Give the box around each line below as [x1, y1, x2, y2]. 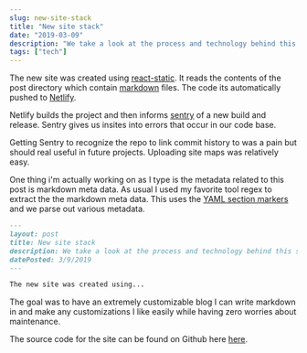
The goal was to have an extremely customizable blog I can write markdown [9, 296, 296, 307]
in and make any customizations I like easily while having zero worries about [9, 306, 297, 317]
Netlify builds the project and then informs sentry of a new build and [9, 110, 267, 121]
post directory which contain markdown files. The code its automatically [9, 82, 281, 93]
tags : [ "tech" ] [9, 48, 68, 57]
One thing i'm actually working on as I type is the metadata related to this [9, 175, 285, 186]
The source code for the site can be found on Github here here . [9, 334, 249, 345]
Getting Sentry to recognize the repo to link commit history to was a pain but [9, 137, 297, 148]
